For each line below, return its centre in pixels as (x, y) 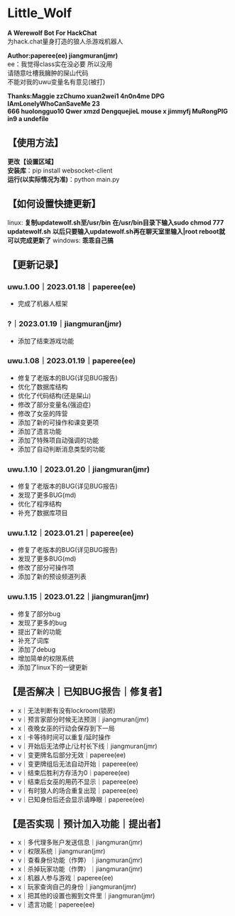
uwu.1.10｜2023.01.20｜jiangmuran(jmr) (79, 469)
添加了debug (36, 649)
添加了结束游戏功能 (46, 340)
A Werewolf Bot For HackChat (52, 33)
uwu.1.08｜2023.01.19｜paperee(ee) (72, 361)
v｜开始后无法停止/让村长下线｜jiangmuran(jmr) (87, 746)
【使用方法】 (35, 143)
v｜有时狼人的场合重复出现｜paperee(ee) (78, 790)
